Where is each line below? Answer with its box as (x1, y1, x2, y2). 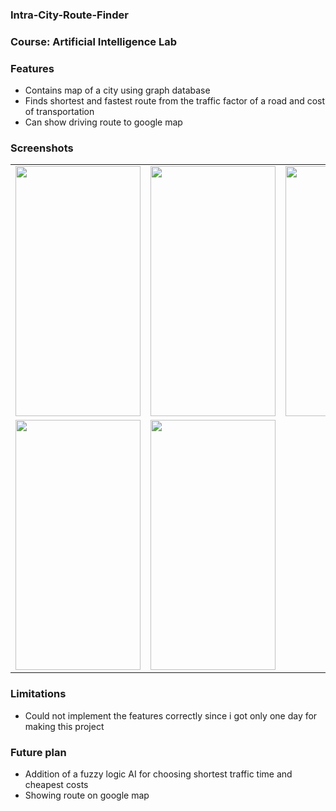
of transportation (24, 106, 95, 118)
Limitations (10, 687, 67, 701)
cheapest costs (24, 779, 89, 791)
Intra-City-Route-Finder (10, 8, 130, 22)
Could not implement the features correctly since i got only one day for (24, 709, 318, 722)
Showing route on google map (24, 789, 150, 802)
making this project (24, 720, 105, 732)
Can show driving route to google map (24, 116, 183, 128)
